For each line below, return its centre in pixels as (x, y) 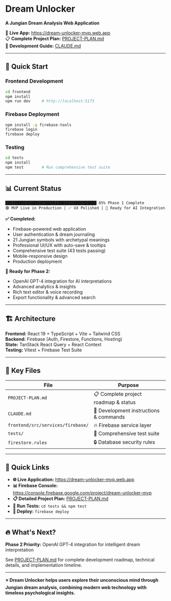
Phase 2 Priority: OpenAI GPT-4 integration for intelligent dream (73, 544)
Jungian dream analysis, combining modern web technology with (76, 588)
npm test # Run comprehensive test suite (58, 168)
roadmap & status (115, 402)
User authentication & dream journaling (54, 234)
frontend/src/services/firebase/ (48, 425)
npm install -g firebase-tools (38, 125)
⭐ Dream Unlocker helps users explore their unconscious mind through (82, 580)
